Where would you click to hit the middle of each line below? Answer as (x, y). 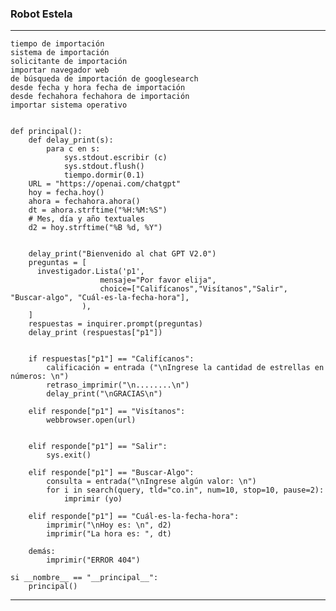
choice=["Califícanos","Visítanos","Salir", (193, 289)
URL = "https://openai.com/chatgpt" (105, 184)
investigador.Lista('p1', (90, 272)
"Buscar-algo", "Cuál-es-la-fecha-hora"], (100, 298)
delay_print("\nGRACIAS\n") (104, 394)
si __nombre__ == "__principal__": (84, 578)
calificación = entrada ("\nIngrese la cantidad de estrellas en (185, 368)
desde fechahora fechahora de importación (100, 97)
